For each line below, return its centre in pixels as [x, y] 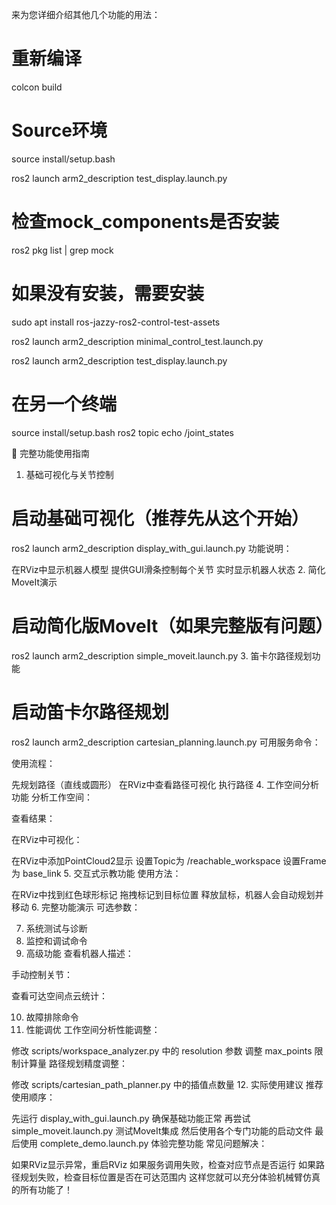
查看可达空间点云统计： [59, 995]
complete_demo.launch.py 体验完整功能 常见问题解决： [153, 1143]
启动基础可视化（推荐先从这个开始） [160, 518]
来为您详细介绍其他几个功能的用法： [86, 14]
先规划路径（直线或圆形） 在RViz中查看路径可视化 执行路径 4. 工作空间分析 [165, 784]
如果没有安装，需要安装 [108, 294]
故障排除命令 [52, 1017]
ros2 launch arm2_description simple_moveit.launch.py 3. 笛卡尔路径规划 [162, 655]
